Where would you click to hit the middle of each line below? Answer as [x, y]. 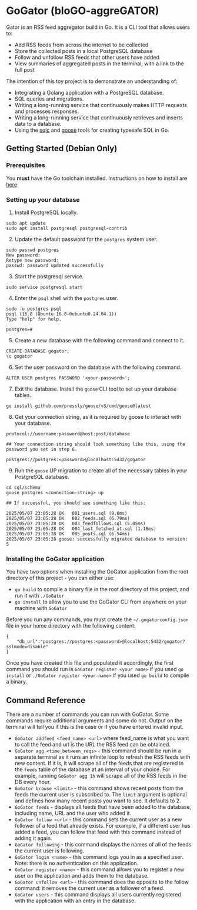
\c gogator [19, 356]
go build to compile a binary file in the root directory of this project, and [102, 589]
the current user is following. [49, 851]
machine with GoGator [41, 608]
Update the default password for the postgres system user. [86, 239]
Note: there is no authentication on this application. [76, 864]
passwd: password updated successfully [55, 265]
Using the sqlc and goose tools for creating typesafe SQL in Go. [92, 130]
